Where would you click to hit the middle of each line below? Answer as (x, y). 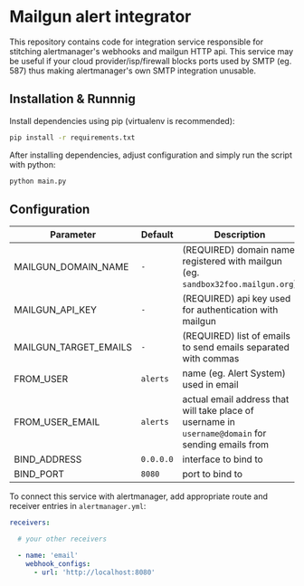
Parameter (73, 235)
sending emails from (226, 445)
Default (157, 235)
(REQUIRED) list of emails (237, 336)
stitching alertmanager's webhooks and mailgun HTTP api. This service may (152, 51)
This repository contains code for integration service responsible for (137, 42)
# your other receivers (62, 539)
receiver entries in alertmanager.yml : (78, 506)
